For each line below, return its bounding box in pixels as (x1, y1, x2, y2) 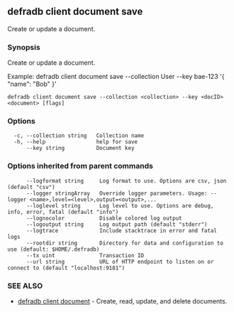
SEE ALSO (7, 281, 43, 291)
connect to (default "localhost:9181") (7, 264, 126, 271)
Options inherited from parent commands (7, 161, 154, 171)
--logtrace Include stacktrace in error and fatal (26, 227, 218, 234)
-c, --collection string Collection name (13, 132, 144, 139)
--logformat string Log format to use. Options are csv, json (26, 177, 227, 184)
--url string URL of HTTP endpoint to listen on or (26, 258, 214, 265)
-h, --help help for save (13, 139, 138, 146)
